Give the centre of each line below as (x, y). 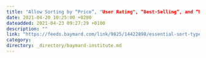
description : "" (27, 29)
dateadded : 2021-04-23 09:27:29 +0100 (56, 23)
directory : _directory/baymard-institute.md (64, 46)
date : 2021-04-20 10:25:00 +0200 (49, 18)
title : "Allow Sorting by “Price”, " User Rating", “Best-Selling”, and (100, 12)
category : (19, 40)
